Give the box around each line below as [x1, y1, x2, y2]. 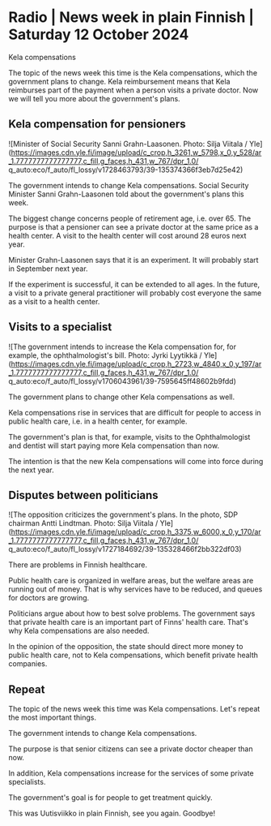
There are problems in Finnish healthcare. [8, 560, 148, 570]
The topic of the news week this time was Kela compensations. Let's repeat [8, 704, 260, 714]
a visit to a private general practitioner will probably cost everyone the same [8, 288, 262, 298]
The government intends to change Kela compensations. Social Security [8, 180, 249, 190]
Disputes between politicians [8, 488, 159, 502]
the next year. [8, 465, 54, 475]
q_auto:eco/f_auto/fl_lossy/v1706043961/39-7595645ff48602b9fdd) [8, 376, 237, 385]
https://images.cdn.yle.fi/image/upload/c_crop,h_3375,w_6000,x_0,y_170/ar [11, 527, 261, 537]
